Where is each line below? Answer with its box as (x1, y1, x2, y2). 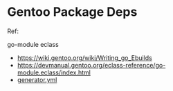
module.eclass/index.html (17, 68, 91, 77)
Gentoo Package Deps (7, 4, 138, 20)
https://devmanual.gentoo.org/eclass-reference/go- (17, 61, 166, 69)
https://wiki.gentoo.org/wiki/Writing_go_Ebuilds (17, 53, 152, 62)
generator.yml (17, 75, 57, 83)
